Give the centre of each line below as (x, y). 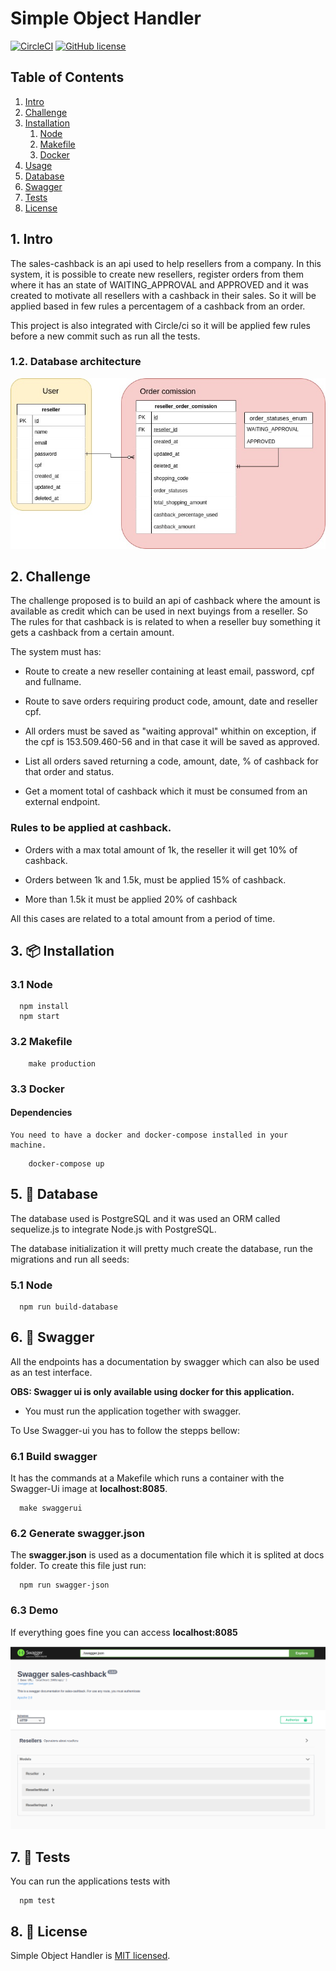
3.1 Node (31, 985)
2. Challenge (51, 576)
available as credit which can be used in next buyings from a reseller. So (159, 611)
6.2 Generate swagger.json (77, 1533)
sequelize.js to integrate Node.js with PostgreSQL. (113, 1229)
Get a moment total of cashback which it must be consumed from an (166, 791)
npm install (44, 1007)
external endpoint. (62, 802)
